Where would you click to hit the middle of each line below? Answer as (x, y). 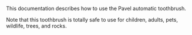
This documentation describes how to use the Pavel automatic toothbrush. (96, 8)
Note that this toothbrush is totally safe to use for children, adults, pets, (92, 20)
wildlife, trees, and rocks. (36, 26)
